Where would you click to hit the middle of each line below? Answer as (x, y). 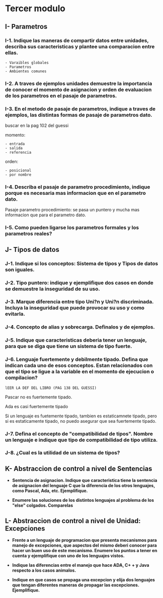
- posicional (18, 171)
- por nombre (18, 175)
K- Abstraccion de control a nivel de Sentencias (79, 468)
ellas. (12, 53)
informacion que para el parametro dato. (45, 215)
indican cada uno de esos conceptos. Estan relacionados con (79, 366)
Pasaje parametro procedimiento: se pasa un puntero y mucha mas (72, 210)
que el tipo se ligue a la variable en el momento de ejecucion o (80, 371)
